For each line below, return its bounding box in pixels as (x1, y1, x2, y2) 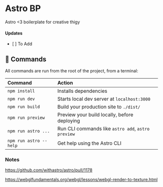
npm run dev (7, 96, 35, 102)
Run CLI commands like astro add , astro (57, 125, 150, 132)
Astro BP (5, 3, 41, 14)
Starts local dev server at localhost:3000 (57, 95, 150, 102)
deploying (57, 117, 80, 124)
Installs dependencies (57, 87, 108, 94)
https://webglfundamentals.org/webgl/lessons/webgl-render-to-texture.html (5, 177, 158, 183)
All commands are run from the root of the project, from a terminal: (5, 68, 138, 73)
